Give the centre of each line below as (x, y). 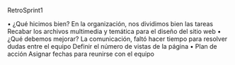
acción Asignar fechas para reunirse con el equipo (81, 54)
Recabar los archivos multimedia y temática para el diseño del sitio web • (114, 31)
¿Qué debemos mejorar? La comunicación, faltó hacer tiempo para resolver (117, 39)
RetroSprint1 (25, 10)
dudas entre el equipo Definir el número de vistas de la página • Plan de (112, 46)
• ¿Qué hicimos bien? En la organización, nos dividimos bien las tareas (110, 24)
